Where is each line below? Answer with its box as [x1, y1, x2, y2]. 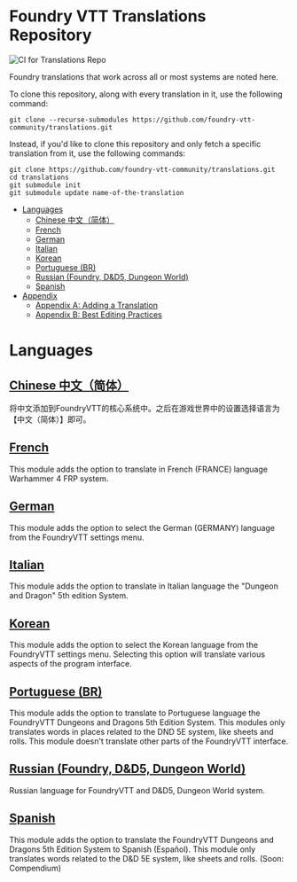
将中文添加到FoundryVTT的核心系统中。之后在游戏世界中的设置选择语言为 [9, 402, 281, 413]
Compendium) [9, 862, 62, 873]
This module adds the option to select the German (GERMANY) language [9, 522, 276, 533]
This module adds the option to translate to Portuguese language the [9, 707, 261, 718]
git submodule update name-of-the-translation [9, 188, 184, 197]
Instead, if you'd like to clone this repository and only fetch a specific [9, 138, 262, 149]
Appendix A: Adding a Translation [35, 300, 158, 310]
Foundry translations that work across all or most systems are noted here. [9, 71, 279, 82]
